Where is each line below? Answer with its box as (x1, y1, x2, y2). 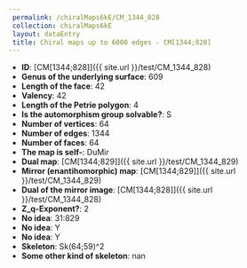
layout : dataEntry (12, 29, 81, 38)
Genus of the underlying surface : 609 (20, 72, 163, 83)
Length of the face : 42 (20, 81, 106, 91)
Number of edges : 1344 (20, 128, 110, 138)
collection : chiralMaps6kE (12, 21, 113, 30)
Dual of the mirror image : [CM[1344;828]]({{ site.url (20, 185, 213, 195)
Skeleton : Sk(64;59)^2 (20, 241, 105, 252)
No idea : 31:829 (20, 213, 80, 224)
